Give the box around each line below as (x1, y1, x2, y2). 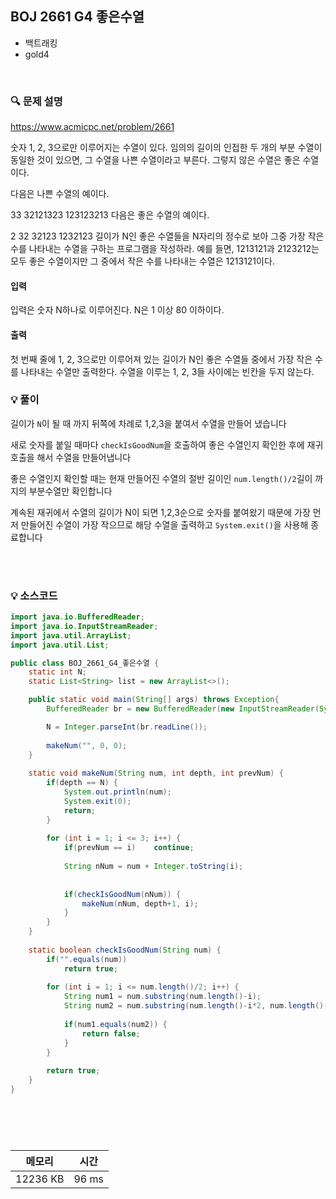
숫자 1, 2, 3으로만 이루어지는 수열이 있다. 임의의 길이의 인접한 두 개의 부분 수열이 (10, 142, 323, 154)
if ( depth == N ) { (46, 778, 118, 788)
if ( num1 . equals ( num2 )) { (63, 1019, 168, 1029)
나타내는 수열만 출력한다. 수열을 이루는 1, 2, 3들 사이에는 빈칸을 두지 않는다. (20, 365, 315, 377)
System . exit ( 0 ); (63, 796, 132, 806)
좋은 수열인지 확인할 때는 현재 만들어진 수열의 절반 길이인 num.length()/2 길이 (10, 472, 313, 484)
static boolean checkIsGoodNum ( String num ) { (28, 945, 222, 955)
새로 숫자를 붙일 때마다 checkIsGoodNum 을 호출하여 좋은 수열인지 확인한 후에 (10, 438, 305, 451)
